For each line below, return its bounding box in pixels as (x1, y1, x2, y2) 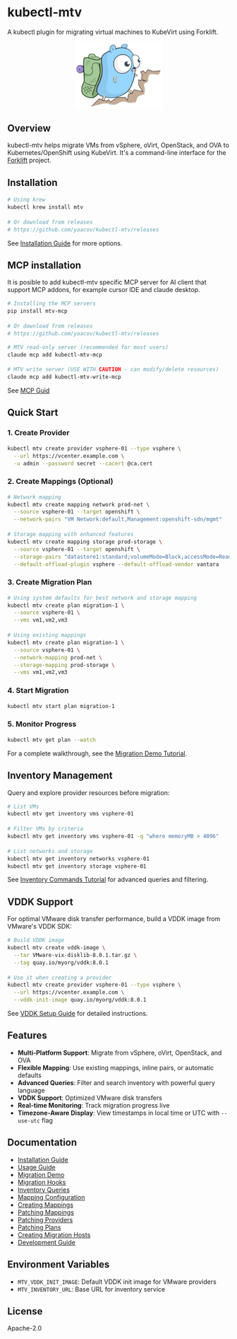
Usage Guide (17, 1163, 56, 1171)
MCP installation (7, 259, 82, 271)
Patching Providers (17, 1215, 73, 1224)
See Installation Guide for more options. (7, 238, 123, 248)
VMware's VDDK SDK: (7, 922, 72, 931)
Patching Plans (17, 1223, 61, 1231)
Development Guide (17, 1238, 75, 1246)
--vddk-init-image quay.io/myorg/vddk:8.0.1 (13, 997, 147, 1004)
